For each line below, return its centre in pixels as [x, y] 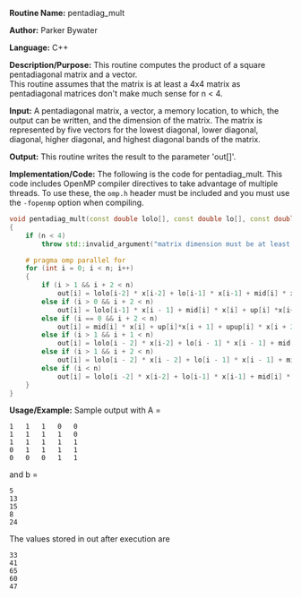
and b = [24, 474]
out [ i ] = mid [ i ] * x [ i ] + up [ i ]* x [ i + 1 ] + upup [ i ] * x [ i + [172, 327]
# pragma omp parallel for [76, 260]
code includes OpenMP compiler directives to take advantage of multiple [144, 184]
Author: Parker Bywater [54, 30]
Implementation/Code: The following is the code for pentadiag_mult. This [146, 174]
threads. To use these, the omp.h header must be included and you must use [150, 193]
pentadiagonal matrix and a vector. [73, 74]
